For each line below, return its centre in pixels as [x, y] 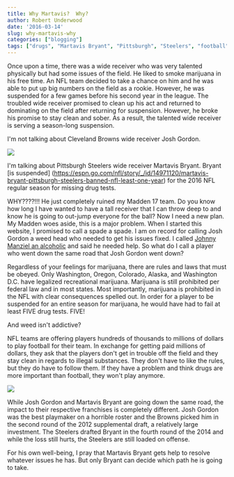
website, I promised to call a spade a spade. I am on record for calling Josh [115, 231]
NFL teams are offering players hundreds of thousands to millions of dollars [116, 338]
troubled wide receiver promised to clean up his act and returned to [104, 103]
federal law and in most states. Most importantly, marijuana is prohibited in [114, 289]
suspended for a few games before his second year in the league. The [108, 96]
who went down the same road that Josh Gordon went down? [96, 253]
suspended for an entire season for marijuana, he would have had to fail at [114, 304]
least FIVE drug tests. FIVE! [46, 311]
